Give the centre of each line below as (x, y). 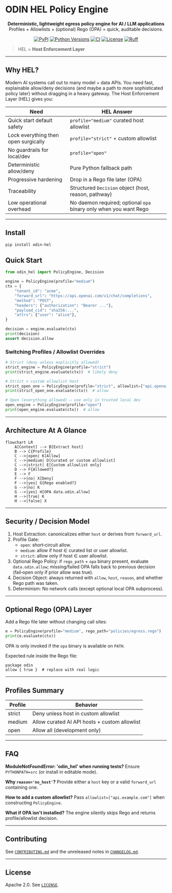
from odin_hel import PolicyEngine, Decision (55, 272)
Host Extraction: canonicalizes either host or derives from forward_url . (87, 534)
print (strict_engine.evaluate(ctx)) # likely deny (61, 372)
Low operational (27, 203)
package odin (19, 665)
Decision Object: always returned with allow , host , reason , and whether (88, 578)
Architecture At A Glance (46, 431)
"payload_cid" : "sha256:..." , (47, 310)
